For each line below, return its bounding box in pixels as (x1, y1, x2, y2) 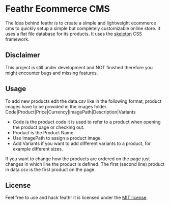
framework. (5, 36, 30, 42)
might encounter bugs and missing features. (5, 70, 98, 76)
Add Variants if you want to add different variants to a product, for (12, 140, 151, 147)
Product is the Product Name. (12, 129, 75, 135)
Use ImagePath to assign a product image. (12, 135, 102, 141)
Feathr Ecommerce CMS (5, 3, 110, 15)
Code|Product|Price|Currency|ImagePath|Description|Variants (5, 109, 136, 115)
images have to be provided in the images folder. (5, 103, 108, 109)
